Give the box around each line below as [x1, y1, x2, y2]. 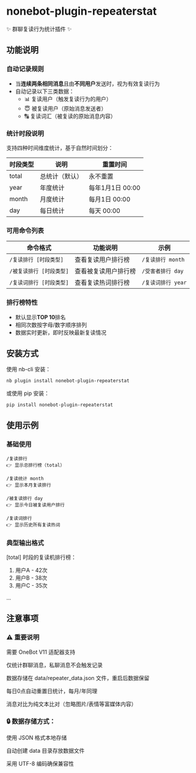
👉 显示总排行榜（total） [6, 462, 65, 468]
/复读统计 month [6, 475, 44, 481]
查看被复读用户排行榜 [74, 267, 136, 276]
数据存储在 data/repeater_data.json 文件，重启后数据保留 [6, 674, 150, 681]
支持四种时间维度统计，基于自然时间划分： [6, 144, 114, 151]
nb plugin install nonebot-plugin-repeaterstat [6, 378, 130, 384]
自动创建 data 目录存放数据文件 [6, 747, 85, 755]
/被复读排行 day [6, 495, 43, 501]
